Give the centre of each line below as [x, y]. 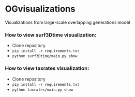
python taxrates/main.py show [43, 90]
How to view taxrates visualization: [47, 68]
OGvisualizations [40, 9]
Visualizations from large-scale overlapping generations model [68, 22]
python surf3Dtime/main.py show [45, 56]
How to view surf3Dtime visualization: [51, 35]
